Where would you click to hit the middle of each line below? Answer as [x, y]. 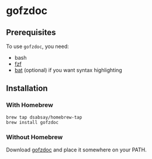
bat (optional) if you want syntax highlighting [68, 70]
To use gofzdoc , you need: [37, 46]
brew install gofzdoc [32, 122]
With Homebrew [30, 105]
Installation [27, 89]
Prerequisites [31, 32]
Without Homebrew [34, 137]
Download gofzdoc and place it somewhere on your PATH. [77, 150]
